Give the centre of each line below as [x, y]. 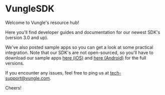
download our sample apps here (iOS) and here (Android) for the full [76, 57]
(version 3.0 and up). [27, 37]
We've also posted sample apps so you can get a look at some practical [79, 47]
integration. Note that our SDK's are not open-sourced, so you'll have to [79, 52]
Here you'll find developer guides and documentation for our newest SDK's [83, 32]
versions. [15, 63]
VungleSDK [30, 9]
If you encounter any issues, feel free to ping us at [57, 72]
